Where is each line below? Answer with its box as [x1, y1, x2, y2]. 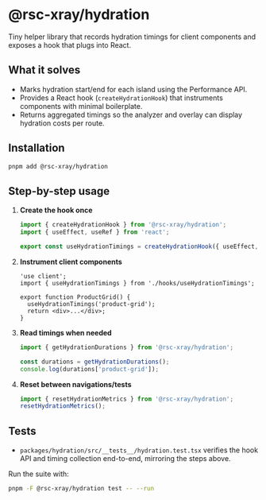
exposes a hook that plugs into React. [8, 40, 132, 49]
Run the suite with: [8, 469, 69, 479]
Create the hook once [19, 205, 93, 215]
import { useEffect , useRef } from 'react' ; [19, 228, 170, 236]
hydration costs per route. [19, 118, 105, 128]
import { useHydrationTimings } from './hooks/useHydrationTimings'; [19, 279, 256, 287]
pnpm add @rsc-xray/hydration [8, 162, 109, 170]
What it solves [8, 64, 81, 77]
